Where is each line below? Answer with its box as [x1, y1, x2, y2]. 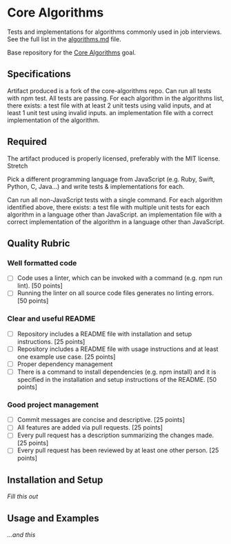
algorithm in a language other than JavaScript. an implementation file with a [7, 210, 222, 219]
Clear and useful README [7, 314, 96, 323]
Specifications [7, 68, 71, 80]
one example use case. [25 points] [17, 352, 116, 361]
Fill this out [7, 492, 39, 501]
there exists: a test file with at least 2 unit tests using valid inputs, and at [7, 101, 212, 110]
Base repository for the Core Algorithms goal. [7, 48, 137, 57]
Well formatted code [7, 258, 77, 268]
